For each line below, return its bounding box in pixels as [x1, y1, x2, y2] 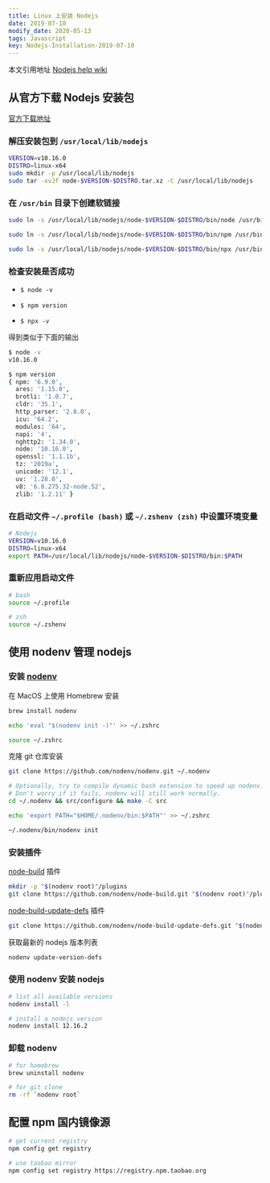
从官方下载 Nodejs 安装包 [8, 90, 135, 105]
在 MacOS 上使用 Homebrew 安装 [8, 690, 120, 700]
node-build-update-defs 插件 [8, 905, 105, 915]
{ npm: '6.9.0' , [8, 377, 63, 386]
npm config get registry [8, 1144, 92, 1152]
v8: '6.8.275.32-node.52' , [15, 482, 106, 491]
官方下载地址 [8, 113, 51, 123]
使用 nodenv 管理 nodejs [8, 645, 133, 658]
